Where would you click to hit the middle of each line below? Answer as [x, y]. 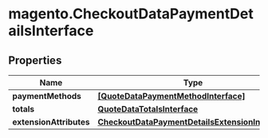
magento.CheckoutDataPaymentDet [131, 14]
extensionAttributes [51, 122]
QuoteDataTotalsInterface [148, 109]
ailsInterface [51, 31]
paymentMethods [47, 96]
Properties [35, 60]
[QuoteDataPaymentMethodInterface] [171, 96]
